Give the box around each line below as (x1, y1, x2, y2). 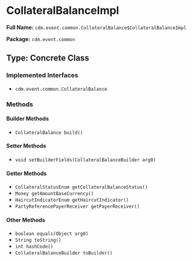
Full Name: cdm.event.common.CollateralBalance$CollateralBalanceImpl (6, 24, 187, 31)
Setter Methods (6, 142, 46, 150)
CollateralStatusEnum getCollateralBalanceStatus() (14, 184, 148, 191)
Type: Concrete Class (6, 53, 89, 64)
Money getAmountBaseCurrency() (14, 191, 94, 197)
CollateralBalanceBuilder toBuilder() (14, 250, 113, 256)
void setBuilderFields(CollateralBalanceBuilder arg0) (14, 157, 156, 163)
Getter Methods (6, 170, 47, 177)
